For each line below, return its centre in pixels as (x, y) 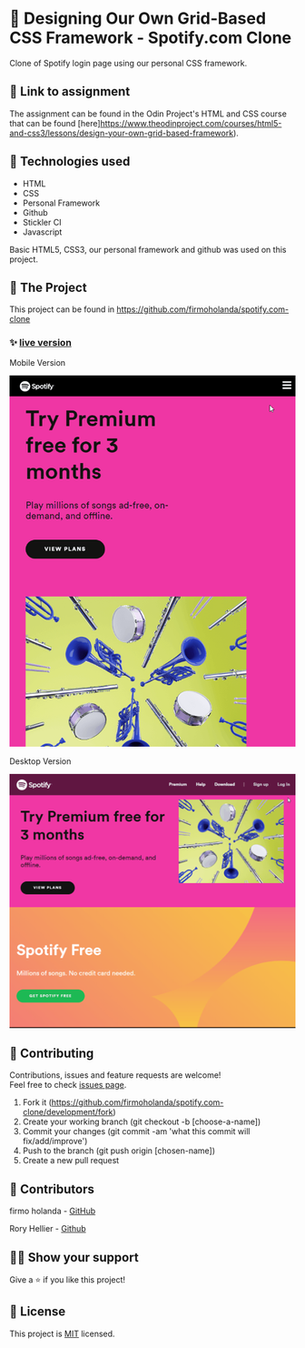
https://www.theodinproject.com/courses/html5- (191, 123)
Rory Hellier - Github (48, 1229)
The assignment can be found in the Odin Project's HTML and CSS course (148, 114)
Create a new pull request (71, 1161)
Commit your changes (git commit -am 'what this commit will (136, 1132)
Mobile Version (38, 362)
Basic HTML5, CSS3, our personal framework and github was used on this (148, 249)
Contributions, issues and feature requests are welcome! (115, 1075)
